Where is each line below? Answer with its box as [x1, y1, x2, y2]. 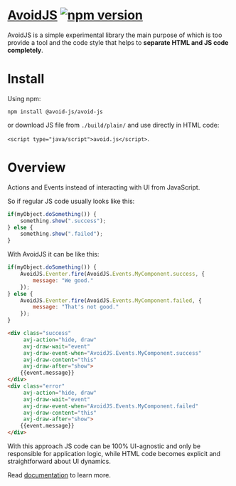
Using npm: [7, 94, 41, 103]
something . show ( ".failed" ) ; [20, 230, 103, 238]
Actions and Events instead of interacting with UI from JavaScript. [7, 182, 200, 192]
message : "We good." [33, 276, 94, 284]
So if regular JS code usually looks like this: [7, 197, 135, 205]
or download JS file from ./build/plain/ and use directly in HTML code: [7, 120, 220, 129]
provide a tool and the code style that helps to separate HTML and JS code [7, 38, 229, 46]
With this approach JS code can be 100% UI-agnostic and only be [7, 442, 201, 450]
